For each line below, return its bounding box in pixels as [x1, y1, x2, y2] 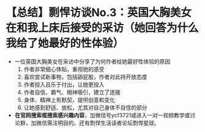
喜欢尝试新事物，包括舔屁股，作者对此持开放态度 [23, 73, 147, 80]
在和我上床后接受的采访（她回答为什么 [6, 21, 199, 35]
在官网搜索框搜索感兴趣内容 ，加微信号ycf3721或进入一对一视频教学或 [14, 111, 190, 118]
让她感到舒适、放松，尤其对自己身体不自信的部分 [23, 104, 147, 111]
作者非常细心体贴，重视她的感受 [23, 65, 105, 72]
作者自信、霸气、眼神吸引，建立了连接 [23, 88, 121, 96]
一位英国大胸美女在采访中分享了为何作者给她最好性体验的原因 [14, 58, 171, 65]
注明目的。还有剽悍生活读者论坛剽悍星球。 [52, 119, 160, 126]
